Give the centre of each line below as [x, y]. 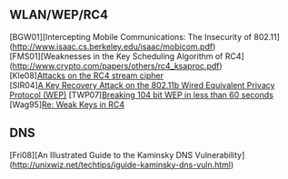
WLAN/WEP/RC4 [59, 15]
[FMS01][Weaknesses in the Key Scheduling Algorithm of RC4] [127, 56]
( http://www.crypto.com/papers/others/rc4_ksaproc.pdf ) [116, 65]
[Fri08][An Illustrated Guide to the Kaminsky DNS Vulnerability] [127, 154]
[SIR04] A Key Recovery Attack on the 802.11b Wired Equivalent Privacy [142, 85]
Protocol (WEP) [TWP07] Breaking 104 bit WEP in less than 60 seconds [142, 94]
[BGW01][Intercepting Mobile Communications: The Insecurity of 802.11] [144, 36]
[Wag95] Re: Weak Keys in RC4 [67, 104]
